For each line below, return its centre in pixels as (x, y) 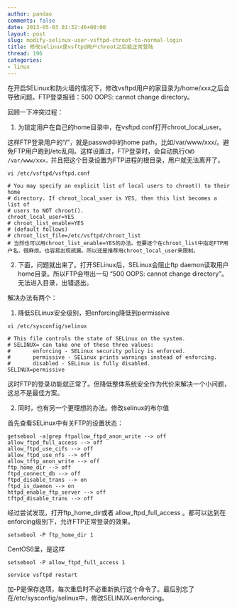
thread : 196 (25, 54)
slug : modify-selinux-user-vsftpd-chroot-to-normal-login (95, 41)
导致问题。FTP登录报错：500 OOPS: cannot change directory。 (100, 97)
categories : (25, 60)
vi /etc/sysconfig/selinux (47, 326)
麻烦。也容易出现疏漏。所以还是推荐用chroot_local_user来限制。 (113, 250)
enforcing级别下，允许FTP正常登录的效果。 (71, 521)
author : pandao (30, 14)
